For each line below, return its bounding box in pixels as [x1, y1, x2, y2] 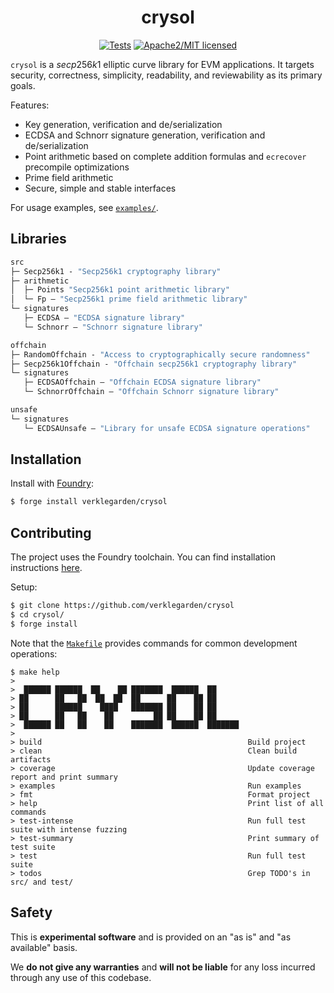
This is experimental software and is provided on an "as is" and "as [10, 931, 292, 943]
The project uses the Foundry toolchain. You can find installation [10, 551, 276, 563]
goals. [10, 79, 36, 91]
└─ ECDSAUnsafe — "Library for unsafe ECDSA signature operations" [23, 423, 311, 433]
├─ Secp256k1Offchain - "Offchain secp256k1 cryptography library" [10, 359, 298, 369]
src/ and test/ [10, 877, 74, 887]
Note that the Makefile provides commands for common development [10, 637, 298, 649]
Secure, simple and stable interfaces [24, 182, 177, 194]
